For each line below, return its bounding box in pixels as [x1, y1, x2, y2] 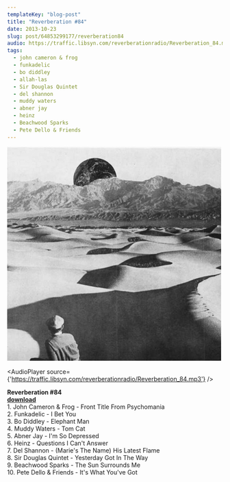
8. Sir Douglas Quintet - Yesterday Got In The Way [7, 453, 149, 461]
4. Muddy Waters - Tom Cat [7, 424, 86, 433]
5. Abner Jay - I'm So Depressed [7, 431, 99, 440]
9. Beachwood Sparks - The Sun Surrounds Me [7, 461, 141, 469]
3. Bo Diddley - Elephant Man [7, 417, 90, 425]
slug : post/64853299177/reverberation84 [7, 33, 125, 40]
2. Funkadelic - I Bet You [7, 409, 77, 418]
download [7, 395, 36, 403]
